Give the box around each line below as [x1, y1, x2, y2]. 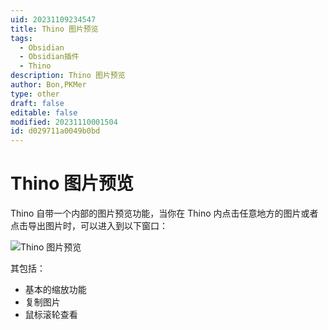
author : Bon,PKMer [10, 80, 87, 90]
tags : [10, 33, 33, 43]
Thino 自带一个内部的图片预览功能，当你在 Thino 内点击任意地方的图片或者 [10, 207, 319, 220]
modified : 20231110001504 [10, 117, 118, 127]
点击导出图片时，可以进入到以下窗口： [10, 220, 168, 232]
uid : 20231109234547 [10, 14, 97, 25]
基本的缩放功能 [24, 284, 87, 296]
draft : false [10, 98, 65, 108]
